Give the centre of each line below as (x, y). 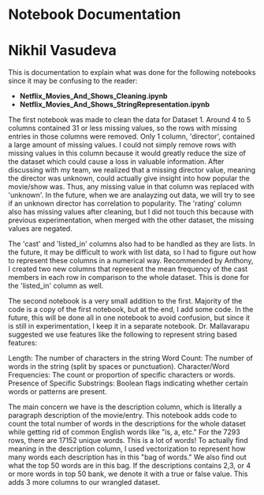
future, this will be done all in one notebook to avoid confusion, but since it (129, 318)
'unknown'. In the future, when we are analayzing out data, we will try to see (132, 195)
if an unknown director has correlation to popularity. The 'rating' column (125, 203)
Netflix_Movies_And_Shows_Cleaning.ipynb (93, 96)
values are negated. (40, 229)
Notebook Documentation (95, 15)
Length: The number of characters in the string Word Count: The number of (131, 358)
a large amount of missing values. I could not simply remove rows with (122, 145)
